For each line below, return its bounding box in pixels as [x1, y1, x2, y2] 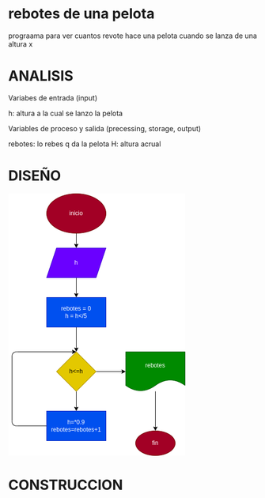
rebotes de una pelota [8, 5, 155, 23]
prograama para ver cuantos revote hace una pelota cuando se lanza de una [8, 31, 257, 40]
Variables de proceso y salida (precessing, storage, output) [8, 123, 202, 133]
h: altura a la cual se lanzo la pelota [8, 108, 123, 118]
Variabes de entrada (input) [8, 92, 98, 103]
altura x [8, 39, 33, 48]
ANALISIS [8, 67, 74, 85]
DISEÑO [8, 167, 62, 185]
